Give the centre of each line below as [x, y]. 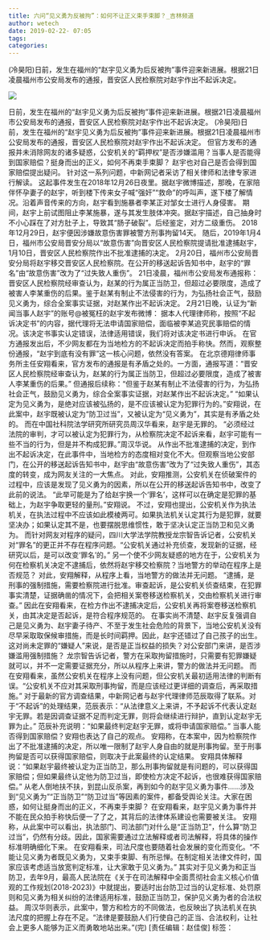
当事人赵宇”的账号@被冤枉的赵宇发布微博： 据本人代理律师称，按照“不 [132, 313]
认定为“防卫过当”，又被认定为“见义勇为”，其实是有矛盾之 [158, 414]
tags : [17, 38]
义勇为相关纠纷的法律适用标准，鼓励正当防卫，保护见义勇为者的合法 [142, 897]
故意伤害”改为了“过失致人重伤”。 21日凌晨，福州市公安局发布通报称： [143, 273]
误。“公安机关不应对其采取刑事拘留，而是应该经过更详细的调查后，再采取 [130, 686]
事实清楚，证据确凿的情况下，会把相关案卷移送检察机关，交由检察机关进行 [131, 595]
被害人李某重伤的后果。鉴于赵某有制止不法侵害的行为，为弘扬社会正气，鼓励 [135, 293]
